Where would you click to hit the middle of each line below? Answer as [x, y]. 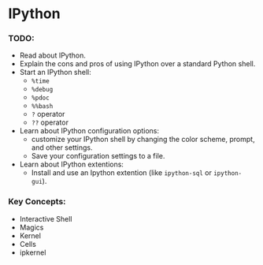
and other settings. [62, 147]
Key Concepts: [37, 202]
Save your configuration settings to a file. [98, 156]
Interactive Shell [46, 218]
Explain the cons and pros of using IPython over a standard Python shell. [137, 64]
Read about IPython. [53, 55]
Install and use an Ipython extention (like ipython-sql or [122, 173]
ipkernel [33, 252]
